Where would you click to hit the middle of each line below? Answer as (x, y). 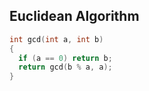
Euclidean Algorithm (74, 16)
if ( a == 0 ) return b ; (65, 58)
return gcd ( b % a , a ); (65, 67)
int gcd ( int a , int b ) (56, 39)
